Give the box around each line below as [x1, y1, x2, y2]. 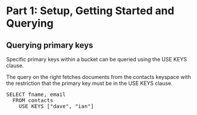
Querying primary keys [6, 40, 94, 50]
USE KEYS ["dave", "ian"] [18, 103, 94, 110]
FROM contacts [12, 97, 53, 104]
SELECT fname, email [6, 91, 66, 98]
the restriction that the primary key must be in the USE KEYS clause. [6, 80, 173, 87]
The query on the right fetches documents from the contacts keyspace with [6, 74, 191, 80]
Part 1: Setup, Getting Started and [6, 4, 174, 18]
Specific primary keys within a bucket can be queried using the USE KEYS [6, 56, 188, 63]
